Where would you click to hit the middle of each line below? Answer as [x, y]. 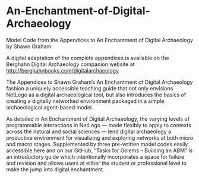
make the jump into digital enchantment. [55, 169]
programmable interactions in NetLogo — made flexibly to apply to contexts [99, 125]
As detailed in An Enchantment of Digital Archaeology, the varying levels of [98, 119]
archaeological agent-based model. [50, 107]
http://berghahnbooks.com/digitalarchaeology [63, 70]
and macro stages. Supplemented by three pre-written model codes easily [97, 144]
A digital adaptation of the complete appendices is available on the [88, 58]
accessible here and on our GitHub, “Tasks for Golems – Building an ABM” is [99, 150]
